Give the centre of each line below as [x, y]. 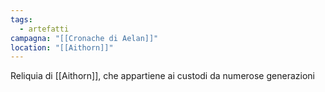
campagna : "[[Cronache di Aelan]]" [84, 38]
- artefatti [44, 29]
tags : [21, 19]
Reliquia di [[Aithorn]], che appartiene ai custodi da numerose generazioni [162, 76]
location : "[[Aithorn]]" [62, 47]
